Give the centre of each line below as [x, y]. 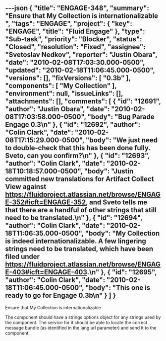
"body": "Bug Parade [121, 117]
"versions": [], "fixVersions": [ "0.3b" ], [68, 78]
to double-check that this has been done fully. [78, 148]
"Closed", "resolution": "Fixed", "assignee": [75, 47]
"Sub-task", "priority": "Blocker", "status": [74, 39]
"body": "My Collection [122, 233]
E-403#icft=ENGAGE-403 [46, 272]
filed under [23, 257]
